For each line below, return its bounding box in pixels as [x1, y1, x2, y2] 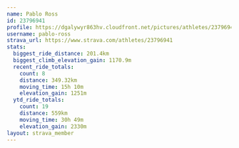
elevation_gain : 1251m [19, 90, 87, 97]
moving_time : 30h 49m [19, 116, 83, 123]
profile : [6, 23, 33, 31]
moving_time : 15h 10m [19, 83, 83, 90]
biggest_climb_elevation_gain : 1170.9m [13, 57, 132, 64]
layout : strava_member [6, 129, 74, 137]
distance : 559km [19, 110, 68, 117]
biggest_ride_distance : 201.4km [13, 51, 110, 58]
